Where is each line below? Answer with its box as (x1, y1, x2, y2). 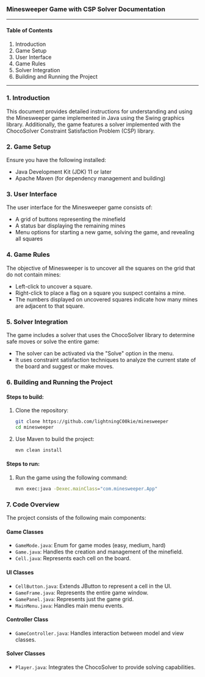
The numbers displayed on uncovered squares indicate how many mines (15, 295, 198, 303)
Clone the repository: (15, 407, 69, 414)
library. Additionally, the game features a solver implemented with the (6, 120, 181, 128)
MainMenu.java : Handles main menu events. (15, 602, 124, 609)
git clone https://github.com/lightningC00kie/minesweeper (15, 418, 169, 425)
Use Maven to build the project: (15, 435, 95, 442)
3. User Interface (6, 190, 57, 199)
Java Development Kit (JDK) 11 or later (15, 168, 112, 176)
